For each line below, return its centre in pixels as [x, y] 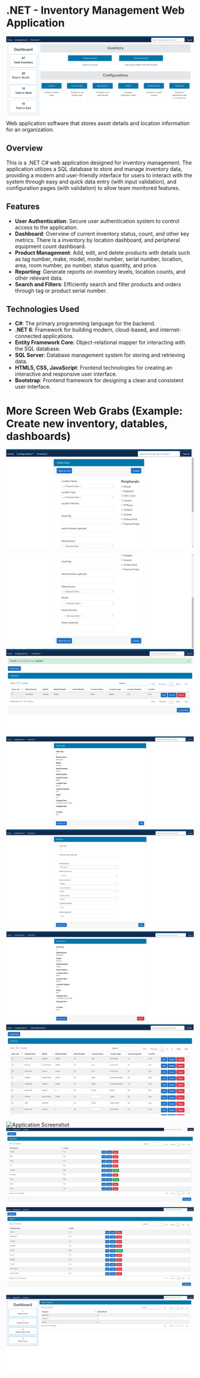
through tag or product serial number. [61, 290]
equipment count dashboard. [50, 246]
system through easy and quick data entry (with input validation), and [91, 182]
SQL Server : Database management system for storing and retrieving [100, 355]
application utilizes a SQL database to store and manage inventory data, [94, 169]
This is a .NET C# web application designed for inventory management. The [99, 163]
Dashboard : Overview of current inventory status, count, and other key [102, 233]
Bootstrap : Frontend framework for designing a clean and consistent [99, 380]
